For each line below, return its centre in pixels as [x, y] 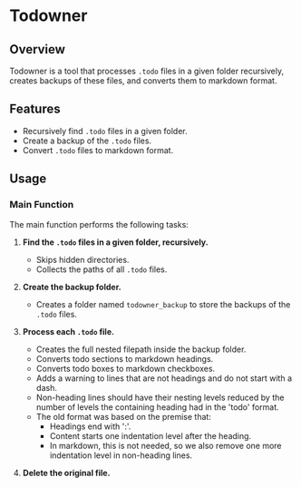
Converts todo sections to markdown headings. [125, 358]
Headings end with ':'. [90, 426]
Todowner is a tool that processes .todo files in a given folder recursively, [146, 71]
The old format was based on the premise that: [123, 416]
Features [35, 109]
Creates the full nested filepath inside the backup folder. [141, 349]
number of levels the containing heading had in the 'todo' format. [157, 407]
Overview [38, 49]
